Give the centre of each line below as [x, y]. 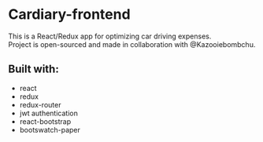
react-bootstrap [45, 121]
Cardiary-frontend [70, 15]
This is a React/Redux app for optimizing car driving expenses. [110, 36]
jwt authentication [49, 113]
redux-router [40, 104]
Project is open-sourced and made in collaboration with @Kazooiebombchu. [132, 44]
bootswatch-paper [50, 129]
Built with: [33, 69]
